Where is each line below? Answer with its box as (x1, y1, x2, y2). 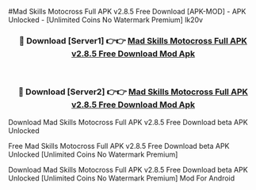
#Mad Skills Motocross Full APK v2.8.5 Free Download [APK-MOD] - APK (8, 7, 246, 16)
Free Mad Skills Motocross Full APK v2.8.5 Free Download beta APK (8, 141, 230, 150)
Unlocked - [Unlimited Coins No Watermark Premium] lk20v (8, 15, 204, 25)
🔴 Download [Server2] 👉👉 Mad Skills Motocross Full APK (18, 86, 248, 97)
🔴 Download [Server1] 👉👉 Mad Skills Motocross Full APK (18, 35, 248, 46)
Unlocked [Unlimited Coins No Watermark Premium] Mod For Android (8, 173, 235, 183)
